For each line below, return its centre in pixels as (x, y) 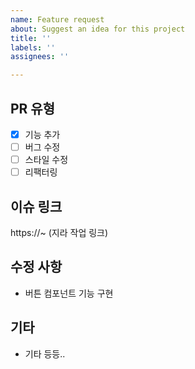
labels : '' (33, 47)
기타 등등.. (45, 353)
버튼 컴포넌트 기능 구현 (69, 293)
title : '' (31, 38)
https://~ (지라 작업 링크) (59, 232)
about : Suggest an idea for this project (98, 29)
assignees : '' (40, 57)
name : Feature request (57, 19)
